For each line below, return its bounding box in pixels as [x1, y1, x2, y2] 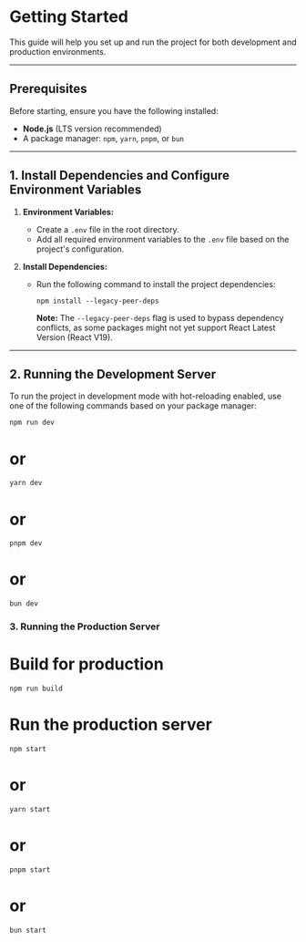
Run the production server [9, 714, 212, 735]
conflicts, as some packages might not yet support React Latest [36, 322, 276, 333]
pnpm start [9, 864, 51, 875]
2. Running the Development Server [9, 367, 217, 382]
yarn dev [9, 479, 43, 488]
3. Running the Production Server [9, 620, 160, 633]
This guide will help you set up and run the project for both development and [9, 36, 297, 47]
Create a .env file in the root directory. [36, 223, 179, 234]
